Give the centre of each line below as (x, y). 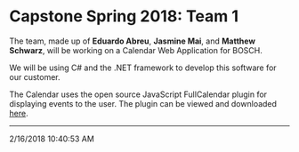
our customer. (35, 76)
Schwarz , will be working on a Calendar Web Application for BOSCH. (136, 50)
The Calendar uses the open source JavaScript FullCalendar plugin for (138, 94)
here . (19, 113)
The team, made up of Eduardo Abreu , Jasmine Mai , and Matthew (133, 41)
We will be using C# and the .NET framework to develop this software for (143, 68)
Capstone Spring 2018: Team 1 (124, 16)
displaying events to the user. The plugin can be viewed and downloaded (143, 103)
